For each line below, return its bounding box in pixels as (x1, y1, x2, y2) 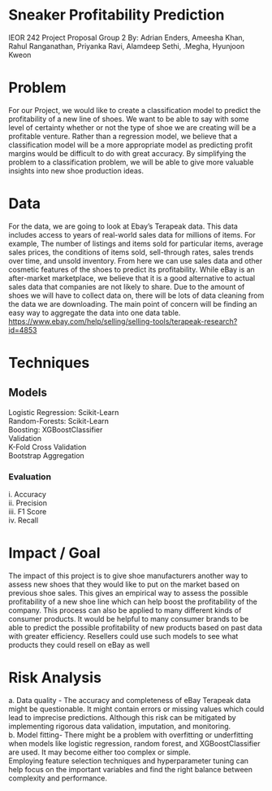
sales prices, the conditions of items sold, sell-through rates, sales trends (8, 247, 254, 257)
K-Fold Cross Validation (8, 442, 87, 452)
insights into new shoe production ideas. (8, 165, 145, 176)
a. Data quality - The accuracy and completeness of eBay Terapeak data (8, 695, 251, 705)
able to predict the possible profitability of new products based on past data (8, 623, 262, 632)
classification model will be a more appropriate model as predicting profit (8, 140, 253, 150)
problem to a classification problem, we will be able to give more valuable (8, 157, 254, 167)
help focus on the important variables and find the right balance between (8, 764, 253, 774)
